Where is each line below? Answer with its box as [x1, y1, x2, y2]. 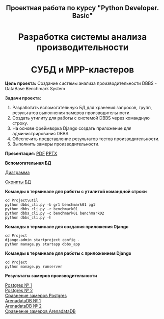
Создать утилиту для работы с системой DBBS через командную [12, 115, 150, 121]
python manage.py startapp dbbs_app [5, 242, 80, 246]
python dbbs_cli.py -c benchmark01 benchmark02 [5, 211, 105, 216]
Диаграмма [5, 169, 30, 175]
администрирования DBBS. [12, 130, 70, 136]
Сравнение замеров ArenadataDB [5, 308, 76, 314]
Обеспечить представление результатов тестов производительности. [12, 136, 160, 142]
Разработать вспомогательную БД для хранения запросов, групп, [12, 104, 152, 110]
